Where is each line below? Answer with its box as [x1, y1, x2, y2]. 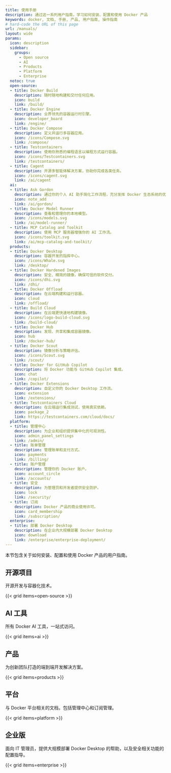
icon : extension [14, 390, 49, 396]
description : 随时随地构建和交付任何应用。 [14, 93, 98, 98]
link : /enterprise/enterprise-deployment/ [14, 537, 106, 542]
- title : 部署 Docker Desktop [10, 523, 72, 528]
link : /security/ [14, 495, 51, 500]
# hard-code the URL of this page [5, 21, 79, 27]
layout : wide [5, 31, 33, 36]
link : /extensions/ [14, 395, 56, 400]
